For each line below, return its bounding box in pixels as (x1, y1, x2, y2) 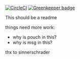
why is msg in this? (12, 39, 53, 45)
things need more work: (5, 24, 55, 30)
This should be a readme (5, 15, 57, 20)
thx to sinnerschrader (5, 49, 50, 55)
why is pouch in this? (12, 34, 57, 40)
